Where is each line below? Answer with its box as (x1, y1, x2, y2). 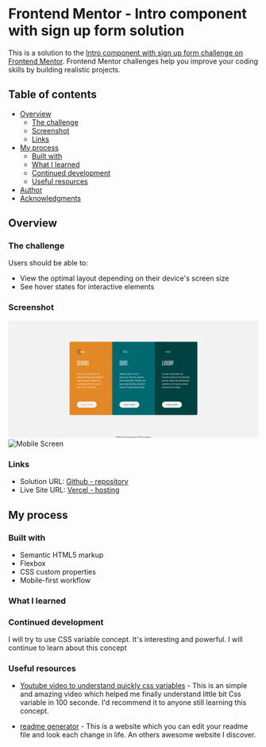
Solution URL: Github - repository (19, 477, 129, 486)
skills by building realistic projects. (8, 64, 121, 74)
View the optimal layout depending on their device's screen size (19, 273, 229, 283)
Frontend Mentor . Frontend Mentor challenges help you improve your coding (8, 56, 259, 66)
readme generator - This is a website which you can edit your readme (19, 722, 249, 731)
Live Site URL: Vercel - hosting (19, 486, 120, 495)
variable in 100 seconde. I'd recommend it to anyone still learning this (19, 698, 247, 707)
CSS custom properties (19, 567, 97, 576)
